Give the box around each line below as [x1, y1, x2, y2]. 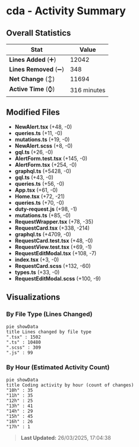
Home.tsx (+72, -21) [14, 192, 65, 200]
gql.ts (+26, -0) [14, 148, 53, 155]
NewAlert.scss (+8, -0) [14, 142, 73, 149]
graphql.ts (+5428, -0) [14, 167, 71, 174]
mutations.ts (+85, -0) [14, 211, 71, 218]
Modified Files [6, 107, 61, 117]
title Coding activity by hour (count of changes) [6, 382, 134, 388]
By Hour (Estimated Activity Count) [6, 363, 110, 371]
